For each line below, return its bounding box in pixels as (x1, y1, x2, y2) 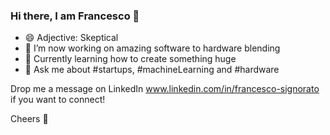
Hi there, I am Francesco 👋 (10, 9, 140, 23)
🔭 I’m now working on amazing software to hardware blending (24, 42, 281, 54)
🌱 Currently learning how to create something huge (24, 53, 237, 65)
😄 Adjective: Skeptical (24, 32, 119, 44)
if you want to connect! (10, 94, 106, 106)
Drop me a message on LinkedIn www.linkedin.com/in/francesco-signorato (10, 83, 320, 95)
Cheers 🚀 (10, 113, 49, 125)
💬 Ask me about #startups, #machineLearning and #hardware (24, 64, 280, 76)
